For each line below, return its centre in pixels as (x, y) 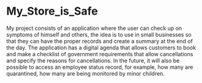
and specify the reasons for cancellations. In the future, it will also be (93, 60)
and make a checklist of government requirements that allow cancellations (100, 54)
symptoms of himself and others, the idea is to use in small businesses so (99, 34)
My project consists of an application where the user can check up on (94, 28)
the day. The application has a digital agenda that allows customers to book (101, 48)
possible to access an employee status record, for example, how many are (100, 67)
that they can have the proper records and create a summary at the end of (100, 41)
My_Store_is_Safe (52, 11)
